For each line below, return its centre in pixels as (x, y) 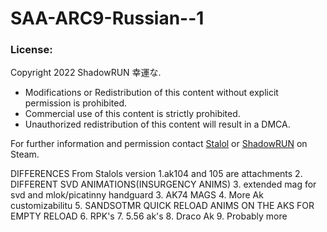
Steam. (25, 154)
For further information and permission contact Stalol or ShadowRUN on (159, 144)
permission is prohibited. (76, 103)
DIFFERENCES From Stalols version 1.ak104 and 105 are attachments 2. (156, 174)
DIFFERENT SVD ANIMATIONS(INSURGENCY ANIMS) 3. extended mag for (163, 184)
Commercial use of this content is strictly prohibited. (132, 114)
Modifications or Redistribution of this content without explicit (151, 93)
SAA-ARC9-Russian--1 (107, 18)
